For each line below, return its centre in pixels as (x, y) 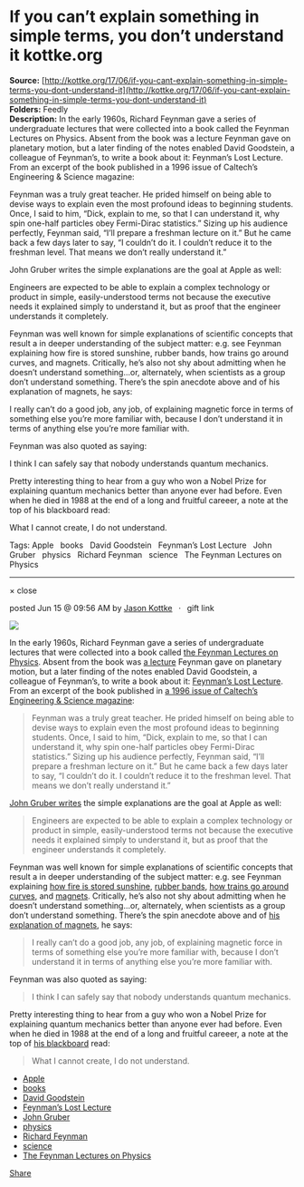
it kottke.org (56, 55)
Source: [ (27, 80)
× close (24, 590)
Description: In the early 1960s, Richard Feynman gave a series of (133, 119)
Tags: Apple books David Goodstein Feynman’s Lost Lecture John (141, 545)
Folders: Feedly (39, 109)
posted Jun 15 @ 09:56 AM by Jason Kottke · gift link (112, 608)
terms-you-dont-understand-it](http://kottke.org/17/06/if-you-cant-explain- (150, 90)
